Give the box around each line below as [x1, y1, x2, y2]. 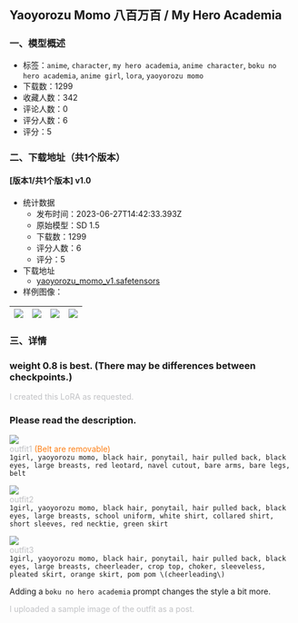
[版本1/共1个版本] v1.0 [9, 175, 92, 186]
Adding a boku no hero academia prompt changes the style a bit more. [9, 586, 271, 597]
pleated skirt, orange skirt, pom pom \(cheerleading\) [9, 570, 225, 579]
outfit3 [9, 545, 35, 556]
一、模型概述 [9, 37, 66, 50]
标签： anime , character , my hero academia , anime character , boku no [22, 59, 277, 70]
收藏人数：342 [22, 92, 79, 103]
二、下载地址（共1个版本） [9, 151, 125, 163]
